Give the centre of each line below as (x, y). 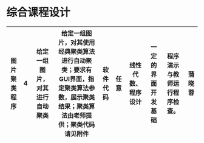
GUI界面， (73, 78)
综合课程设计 (39, 12)
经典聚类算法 (76, 51)
